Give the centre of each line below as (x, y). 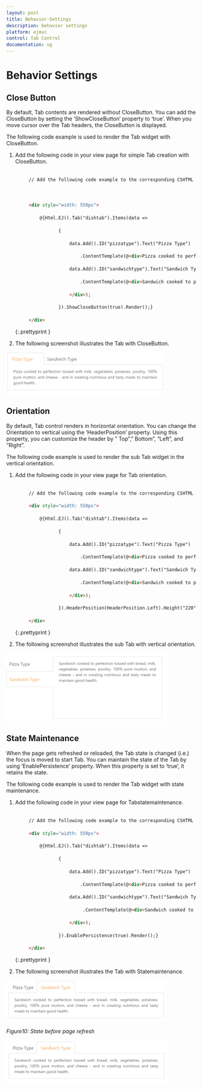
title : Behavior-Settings (39, 19)
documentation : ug (29, 45)
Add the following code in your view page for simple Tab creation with (102, 155)
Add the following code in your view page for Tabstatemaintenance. (99, 802)
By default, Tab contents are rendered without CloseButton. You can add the (101, 112)
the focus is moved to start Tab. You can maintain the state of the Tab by (96, 759)
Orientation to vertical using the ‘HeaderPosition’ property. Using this (92, 432)
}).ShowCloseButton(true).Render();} (106, 308)
